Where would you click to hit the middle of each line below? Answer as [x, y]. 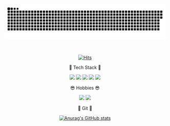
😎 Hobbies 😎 [85, 88]
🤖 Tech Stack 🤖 [85, 67]
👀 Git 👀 [85, 108]
